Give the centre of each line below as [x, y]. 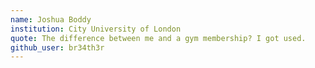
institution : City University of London [96, 29]
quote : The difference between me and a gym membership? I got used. [158, 38]
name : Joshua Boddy [51, 19]
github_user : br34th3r [57, 47]
